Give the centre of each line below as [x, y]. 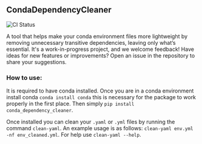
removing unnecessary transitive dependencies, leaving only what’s [91, 42]
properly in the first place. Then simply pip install [70, 104]
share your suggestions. [36, 62]
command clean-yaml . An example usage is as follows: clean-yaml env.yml [100, 128]
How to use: [24, 77]
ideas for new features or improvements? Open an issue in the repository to [101, 55]
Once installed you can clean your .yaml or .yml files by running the [91, 122]
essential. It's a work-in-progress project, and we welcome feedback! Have [100, 49]
